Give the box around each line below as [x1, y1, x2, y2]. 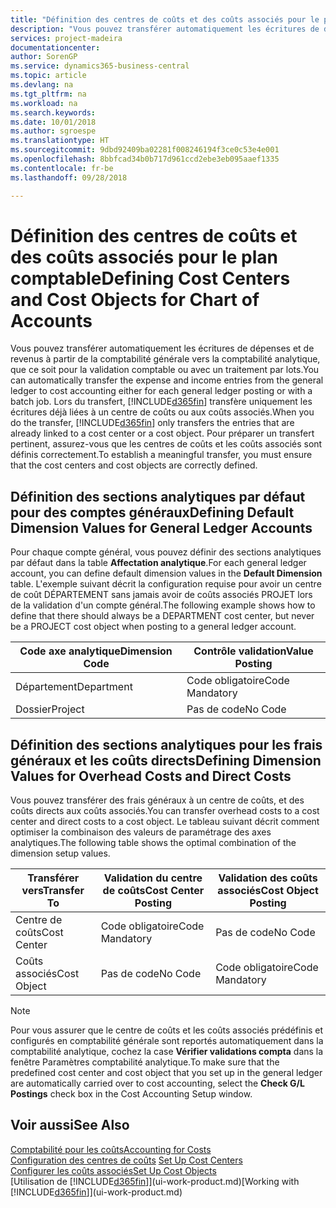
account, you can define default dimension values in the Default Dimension [10, 567, 323, 580]
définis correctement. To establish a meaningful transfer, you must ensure [10, 449, 313, 461]
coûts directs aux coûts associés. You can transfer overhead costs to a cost [10, 805, 320, 817]
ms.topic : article [10, 71, 87, 81]
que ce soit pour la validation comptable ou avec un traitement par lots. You [10, 364, 320, 376]
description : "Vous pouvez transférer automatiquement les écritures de [10, 24, 320, 34]
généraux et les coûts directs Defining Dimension [10, 752, 322, 769]
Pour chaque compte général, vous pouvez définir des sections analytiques [10, 546, 322, 558]
